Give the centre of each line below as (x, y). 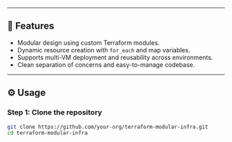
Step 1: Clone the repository (55, 112)
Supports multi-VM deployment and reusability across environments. (115, 57)
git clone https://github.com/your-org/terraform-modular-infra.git (108, 127)
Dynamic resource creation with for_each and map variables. (104, 50)
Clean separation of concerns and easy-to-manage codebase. (106, 64)
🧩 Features (31, 26)
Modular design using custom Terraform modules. (88, 43)
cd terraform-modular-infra (48, 133)
